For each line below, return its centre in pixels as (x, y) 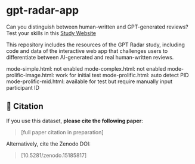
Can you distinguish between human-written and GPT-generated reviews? (97, 27)
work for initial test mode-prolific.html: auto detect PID (122, 75)
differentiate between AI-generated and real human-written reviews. (90, 57)
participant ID (23, 87)
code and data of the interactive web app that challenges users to (87, 51)
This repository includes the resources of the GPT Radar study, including (95, 45)
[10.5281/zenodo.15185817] (54, 155)
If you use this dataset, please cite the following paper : (75, 121)
